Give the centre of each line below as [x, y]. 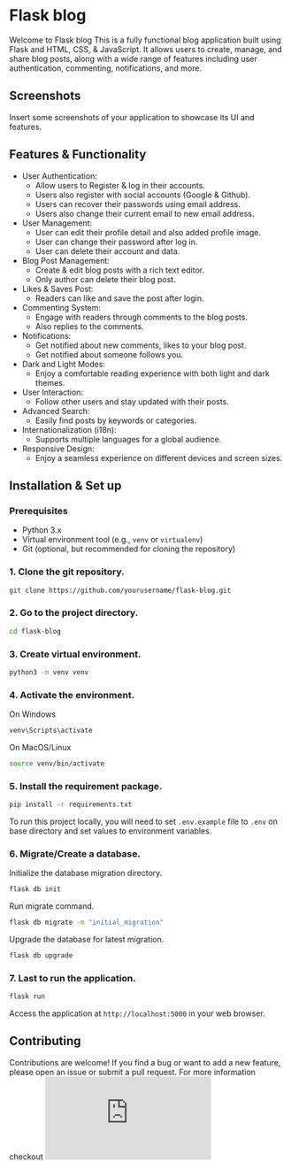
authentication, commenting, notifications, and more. [105, 68]
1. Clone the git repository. [67, 572]
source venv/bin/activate [57, 763]
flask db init [35, 889]
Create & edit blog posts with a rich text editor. [120, 270]
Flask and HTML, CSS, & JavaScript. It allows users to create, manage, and [146, 49]
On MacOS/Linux [40, 747]
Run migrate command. [52, 906]
